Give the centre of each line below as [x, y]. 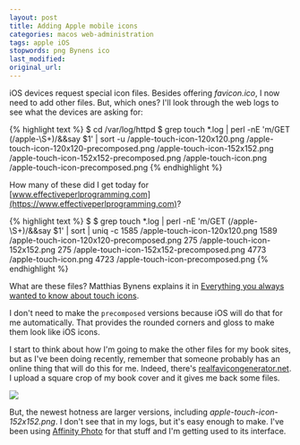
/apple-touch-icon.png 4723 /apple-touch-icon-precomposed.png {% [139, 259]
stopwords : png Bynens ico [60, 51]
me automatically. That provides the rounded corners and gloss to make [142, 322]
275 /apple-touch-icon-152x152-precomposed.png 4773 [162, 249]
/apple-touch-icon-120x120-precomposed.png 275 [104, 240]
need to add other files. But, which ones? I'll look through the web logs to [144, 102]
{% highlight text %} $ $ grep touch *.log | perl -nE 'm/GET [118, 221]
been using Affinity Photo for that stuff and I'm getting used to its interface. [148, 431]
